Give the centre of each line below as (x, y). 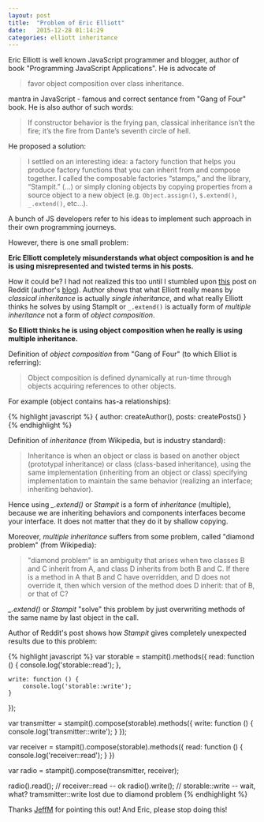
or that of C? (48, 594)
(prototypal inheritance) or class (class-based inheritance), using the (139, 464)
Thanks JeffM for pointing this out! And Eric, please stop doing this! (118, 809)
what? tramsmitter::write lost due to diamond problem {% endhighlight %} (128, 794)
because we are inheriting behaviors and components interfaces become (127, 513)
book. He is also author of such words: (71, 107)
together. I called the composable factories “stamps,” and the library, (139, 178)
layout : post (30, 15)
